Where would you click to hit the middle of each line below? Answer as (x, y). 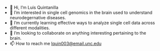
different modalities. (30, 28)
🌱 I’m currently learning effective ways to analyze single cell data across (82, 23)
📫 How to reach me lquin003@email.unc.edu (55, 44)
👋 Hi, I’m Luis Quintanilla (34, 7)
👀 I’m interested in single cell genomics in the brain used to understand (81, 13)
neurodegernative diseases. (38, 18)
